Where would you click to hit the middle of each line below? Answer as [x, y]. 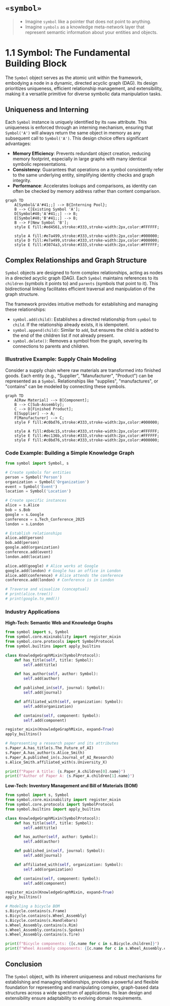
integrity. [22, 180]
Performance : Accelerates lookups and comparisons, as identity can [84, 186]
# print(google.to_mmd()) [32, 599]
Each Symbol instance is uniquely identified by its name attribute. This [76, 122]
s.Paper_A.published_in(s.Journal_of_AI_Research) [60, 757]
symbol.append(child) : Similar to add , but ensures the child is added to [86, 330]
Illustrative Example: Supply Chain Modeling [61, 359]
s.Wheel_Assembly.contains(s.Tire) [43, 934]
